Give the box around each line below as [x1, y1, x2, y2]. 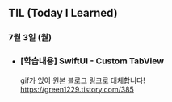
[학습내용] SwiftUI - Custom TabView [19, 55, 164, 67]
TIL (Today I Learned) [8, 6, 119, 20]
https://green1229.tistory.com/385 [19, 84, 135, 94]
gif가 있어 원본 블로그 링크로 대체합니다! [19, 75, 145, 85]
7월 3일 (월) [8, 32, 52, 43]
